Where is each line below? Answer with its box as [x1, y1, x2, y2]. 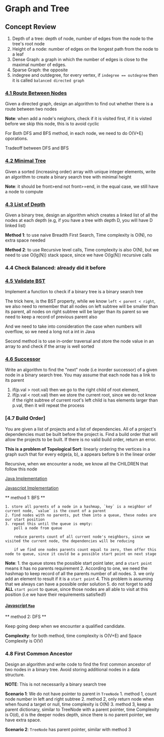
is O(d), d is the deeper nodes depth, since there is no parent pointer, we [5, 712, 152, 718]
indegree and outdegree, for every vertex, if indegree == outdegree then [12, 72, 158, 78]
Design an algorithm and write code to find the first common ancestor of [5, 661, 151, 667]
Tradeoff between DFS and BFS [5, 145, 69, 151]
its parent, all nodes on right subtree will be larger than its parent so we [5, 308, 149, 315]
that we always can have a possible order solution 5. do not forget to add [5, 581, 152, 587]
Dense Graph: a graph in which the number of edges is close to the [12, 57, 148, 62]
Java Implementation [5, 475, 47, 481]
